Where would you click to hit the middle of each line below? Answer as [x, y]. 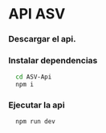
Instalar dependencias [53, 61]
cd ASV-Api [34, 77]
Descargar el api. [42, 39]
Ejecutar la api [37, 105]
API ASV [37, 14]
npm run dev [36, 122]
